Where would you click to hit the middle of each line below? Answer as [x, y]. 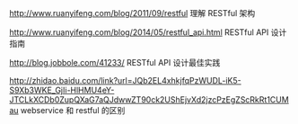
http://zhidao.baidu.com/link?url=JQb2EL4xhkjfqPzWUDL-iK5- [125, 80]
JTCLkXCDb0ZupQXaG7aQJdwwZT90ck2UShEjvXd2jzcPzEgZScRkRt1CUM [149, 100]
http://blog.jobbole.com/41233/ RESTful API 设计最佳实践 [115, 62]
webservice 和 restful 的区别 [73, 110]
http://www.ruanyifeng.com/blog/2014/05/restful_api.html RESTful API [139, 32]
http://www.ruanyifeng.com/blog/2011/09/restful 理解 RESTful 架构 [132, 13]
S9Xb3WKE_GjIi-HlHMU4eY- [62, 90]
